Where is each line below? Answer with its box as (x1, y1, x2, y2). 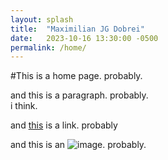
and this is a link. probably (10, 119, 118, 131)
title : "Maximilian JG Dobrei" (10, 24, 145, 34)
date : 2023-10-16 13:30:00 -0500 (10, 33, 159, 43)
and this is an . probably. (10, 139, 147, 151)
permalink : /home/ (10, 42, 87, 53)
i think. (10, 100, 38, 112)
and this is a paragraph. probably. (10, 89, 149, 101)
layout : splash (10, 14, 74, 25)
